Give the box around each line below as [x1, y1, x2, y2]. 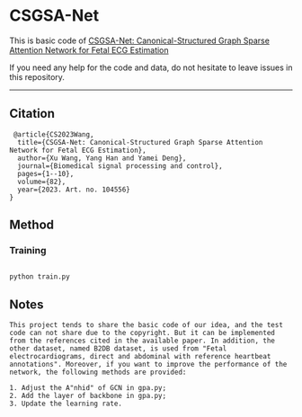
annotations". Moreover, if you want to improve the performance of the [9, 360, 288, 369]
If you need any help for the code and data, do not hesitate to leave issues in [9, 62, 293, 73]
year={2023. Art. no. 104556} [17, 185, 130, 194]
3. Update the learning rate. [9, 399, 123, 409]
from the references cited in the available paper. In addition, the [9, 336, 276, 346]
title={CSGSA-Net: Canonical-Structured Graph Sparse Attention [17, 138, 263, 146]
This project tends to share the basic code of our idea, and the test [9, 321, 283, 330]
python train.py [9, 272, 70, 281]
